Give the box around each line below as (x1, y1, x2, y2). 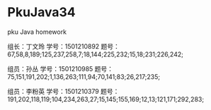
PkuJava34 (7, 4, 76, 20)
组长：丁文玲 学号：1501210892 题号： (7, 42, 120, 50)
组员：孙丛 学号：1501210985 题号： (7, 64, 114, 73)
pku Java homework (7, 28, 67, 36)
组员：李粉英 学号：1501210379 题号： (7, 87, 120, 95)
